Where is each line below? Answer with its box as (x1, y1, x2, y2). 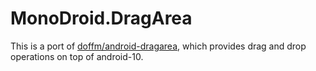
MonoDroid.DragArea (10, 7, 193, 30)
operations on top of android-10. (10, 50, 144, 62)
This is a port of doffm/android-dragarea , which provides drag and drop (10, 40, 307, 52)
